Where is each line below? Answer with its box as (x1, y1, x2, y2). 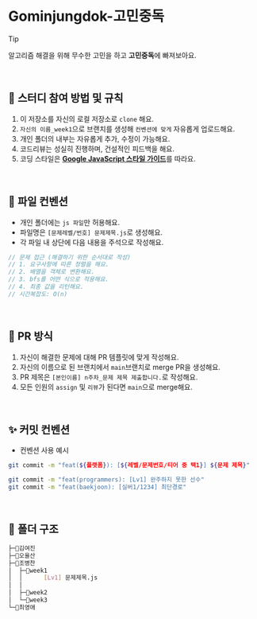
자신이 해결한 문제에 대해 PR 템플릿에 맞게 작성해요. (19, 352, 179, 362)
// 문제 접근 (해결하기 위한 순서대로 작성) (8, 253, 131, 261)
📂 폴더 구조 (8, 523, 59, 536)
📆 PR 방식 (8, 329, 53, 343)
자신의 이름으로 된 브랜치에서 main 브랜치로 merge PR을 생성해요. (19, 362, 221, 372)
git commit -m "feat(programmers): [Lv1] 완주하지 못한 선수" (8, 476, 205, 484)
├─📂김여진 (8, 544, 36, 552)
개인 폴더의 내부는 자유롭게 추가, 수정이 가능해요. (19, 134, 171, 143)
